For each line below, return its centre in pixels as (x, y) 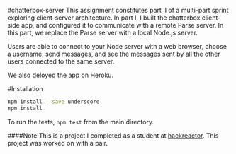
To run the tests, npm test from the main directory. (81, 122)
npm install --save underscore (54, 102)
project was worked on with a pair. (58, 143)
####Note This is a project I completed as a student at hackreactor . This (113, 135)
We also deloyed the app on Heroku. (61, 75)
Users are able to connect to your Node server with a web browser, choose (117, 46)
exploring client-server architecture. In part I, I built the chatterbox (104, 18)
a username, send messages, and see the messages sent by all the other (114, 54)
